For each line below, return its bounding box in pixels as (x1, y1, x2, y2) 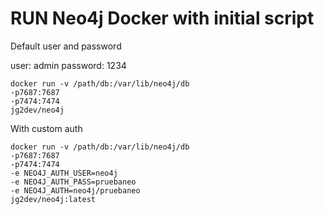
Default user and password (10, 40, 122, 52)
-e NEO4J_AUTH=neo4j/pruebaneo (10, 185, 141, 196)
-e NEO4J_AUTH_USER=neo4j (10, 168, 118, 178)
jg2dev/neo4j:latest (10, 194, 97, 204)
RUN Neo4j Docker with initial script (10, 7, 315, 30)
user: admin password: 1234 (10, 59, 127, 71)
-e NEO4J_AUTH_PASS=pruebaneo (10, 177, 137, 187)
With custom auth (10, 122, 83, 134)
